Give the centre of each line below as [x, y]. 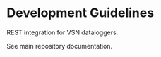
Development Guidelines [80, 13]
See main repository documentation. [60, 46]
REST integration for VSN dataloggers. [62, 32]
